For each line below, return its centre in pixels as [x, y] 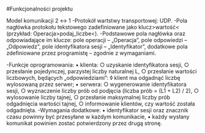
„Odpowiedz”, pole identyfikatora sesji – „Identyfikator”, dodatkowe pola [97, 46]
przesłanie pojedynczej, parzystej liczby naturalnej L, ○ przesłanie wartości [102, 71]
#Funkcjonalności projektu [40, 9]
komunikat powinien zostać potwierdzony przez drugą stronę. [84, 123]
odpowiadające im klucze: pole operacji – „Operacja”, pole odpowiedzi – [97, 40]
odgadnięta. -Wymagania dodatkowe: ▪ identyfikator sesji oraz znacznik [97, 110]
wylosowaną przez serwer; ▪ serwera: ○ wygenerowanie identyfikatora [96, 84]
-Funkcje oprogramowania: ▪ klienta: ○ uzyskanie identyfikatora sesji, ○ [98, 65]
